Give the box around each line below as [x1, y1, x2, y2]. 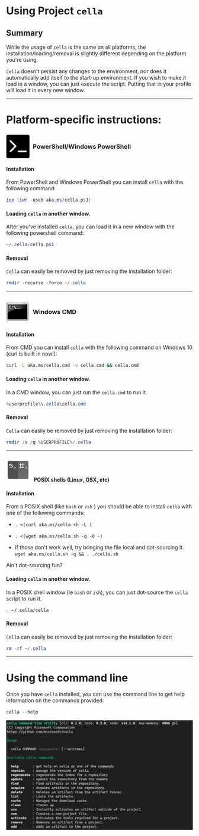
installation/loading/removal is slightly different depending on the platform [6, 50, 187, 57]
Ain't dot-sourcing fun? [6, 562, 63, 569]
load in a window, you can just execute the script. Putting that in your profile [6, 80, 191, 87]
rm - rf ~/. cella [6, 645, 46, 652]
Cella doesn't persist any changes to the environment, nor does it [6, 68, 167, 75]
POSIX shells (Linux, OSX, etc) [33, 476, 110, 483]
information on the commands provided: [6, 697, 104, 704]
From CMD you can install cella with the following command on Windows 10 [6, 344, 192, 351]
